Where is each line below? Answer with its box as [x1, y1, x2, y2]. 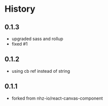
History [4, 3, 36, 15]
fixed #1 [11, 41, 28, 47]
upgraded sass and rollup [11, 36, 64, 42]
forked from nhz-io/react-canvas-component [11, 95, 103, 101]
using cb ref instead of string [11, 68, 70, 74]
